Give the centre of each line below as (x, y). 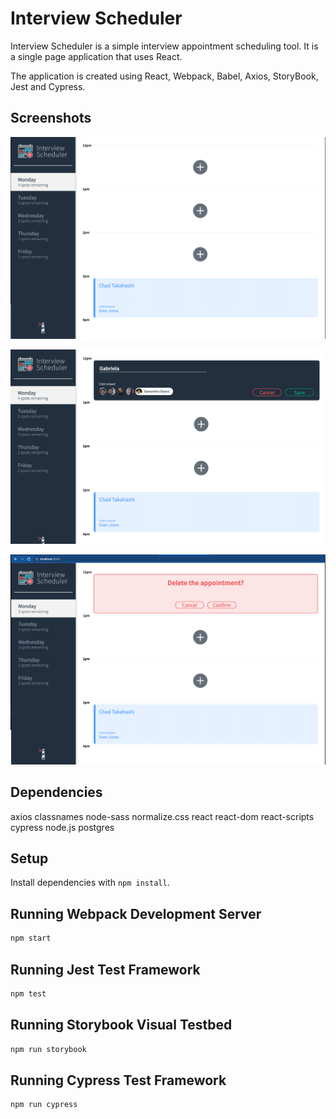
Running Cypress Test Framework (118, 1080)
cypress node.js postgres (62, 827)
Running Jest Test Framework (105, 969)
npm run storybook (48, 1049)
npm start (31, 938)
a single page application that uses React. (96, 56)
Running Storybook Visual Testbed (121, 1025)
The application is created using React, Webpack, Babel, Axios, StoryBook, (164, 76)
